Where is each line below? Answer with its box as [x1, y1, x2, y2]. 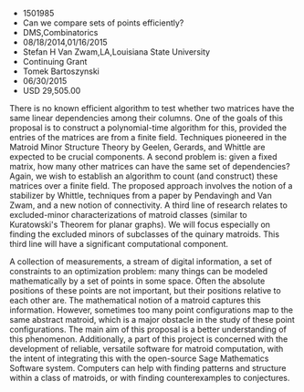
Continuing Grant [22, 57, 88, 67]
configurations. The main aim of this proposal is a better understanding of [9, 324, 288, 335]
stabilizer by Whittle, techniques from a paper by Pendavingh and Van [9, 191, 272, 201]
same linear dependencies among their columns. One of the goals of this [9, 113, 283, 123]
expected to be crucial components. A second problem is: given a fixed [9, 151, 278, 162]
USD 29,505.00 [22, 86, 81, 96]
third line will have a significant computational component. [9, 239, 229, 249]
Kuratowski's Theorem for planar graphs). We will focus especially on [9, 219, 271, 230]
